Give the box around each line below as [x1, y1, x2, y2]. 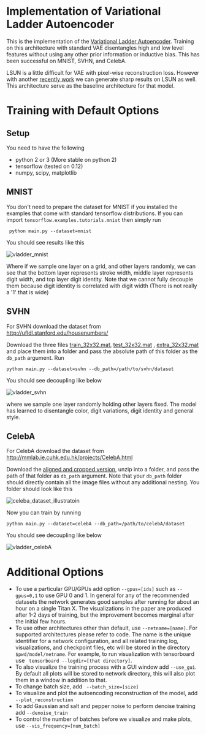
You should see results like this [6, 238, 85, 246]
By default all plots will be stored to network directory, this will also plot [15, 670, 196, 677]
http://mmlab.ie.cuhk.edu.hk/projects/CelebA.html [6, 454, 133, 461]
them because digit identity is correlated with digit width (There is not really [6, 282, 197, 289]
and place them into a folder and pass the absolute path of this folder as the [6, 348, 198, 355]
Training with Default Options [6, 104, 159, 118]
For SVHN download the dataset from [6, 322, 101, 330]
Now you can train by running [6, 509, 82, 516]
